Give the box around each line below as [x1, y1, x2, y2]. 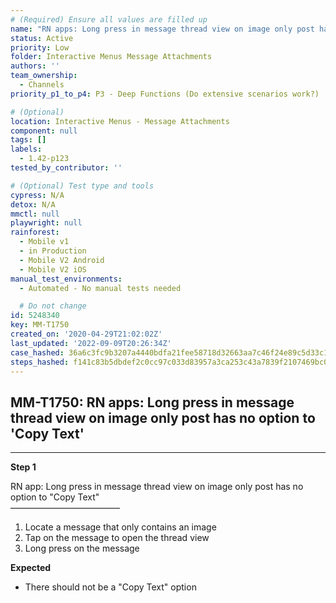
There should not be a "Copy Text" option [24, 581, 197, 593]
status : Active [10, 33, 74, 43]
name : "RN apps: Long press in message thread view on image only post [10, 24, 315, 34]
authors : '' [10, 61, 60, 71]
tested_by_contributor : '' [10, 163, 123, 173]
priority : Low [10, 42, 70, 53]
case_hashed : [10, 347, 65, 358]
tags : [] [10, 135, 47, 145]
